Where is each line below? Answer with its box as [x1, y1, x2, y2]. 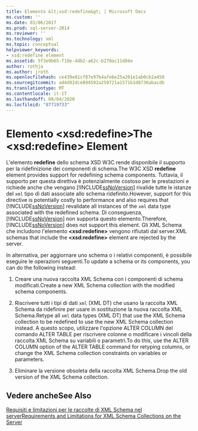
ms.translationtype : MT [6, 85, 65, 91]
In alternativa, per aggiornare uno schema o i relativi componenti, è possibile [6, 251, 192, 259]
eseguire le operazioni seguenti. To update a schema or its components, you [6, 258, 190, 265]
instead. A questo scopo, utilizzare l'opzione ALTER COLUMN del [14, 324, 173, 331]
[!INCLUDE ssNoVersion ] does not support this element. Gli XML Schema [6, 221, 182, 228]
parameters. [14, 356, 45, 363]
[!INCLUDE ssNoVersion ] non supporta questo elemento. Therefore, [6, 216, 168, 223]
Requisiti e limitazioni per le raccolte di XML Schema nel [6, 406, 143, 413]
